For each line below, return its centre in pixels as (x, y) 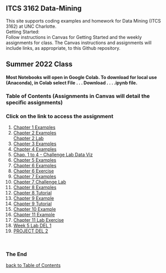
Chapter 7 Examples (35, 177)
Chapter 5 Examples (35, 160)
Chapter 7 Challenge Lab (40, 182)
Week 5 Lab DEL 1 (32, 226)
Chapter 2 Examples (35, 133)
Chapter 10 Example (34, 209)
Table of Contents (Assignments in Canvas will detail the (78, 96)
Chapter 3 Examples (35, 144)
